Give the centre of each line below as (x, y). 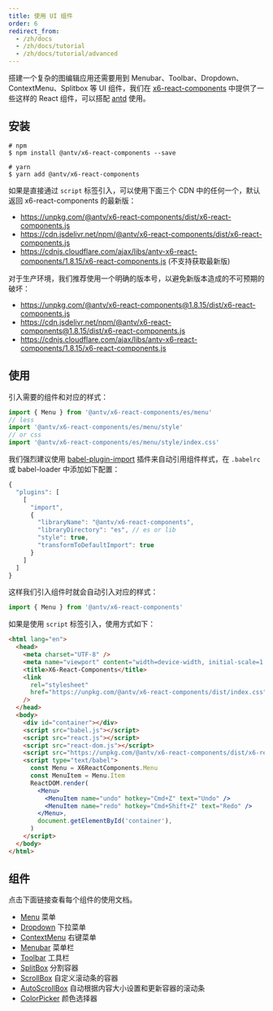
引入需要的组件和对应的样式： (58, 396)
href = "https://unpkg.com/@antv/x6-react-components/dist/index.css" (148, 693)
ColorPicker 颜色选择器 (58, 999)
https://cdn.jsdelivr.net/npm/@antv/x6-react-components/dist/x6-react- (141, 234)
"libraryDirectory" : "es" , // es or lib (107, 530)
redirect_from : (34, 31)
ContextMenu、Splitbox (48, 88)
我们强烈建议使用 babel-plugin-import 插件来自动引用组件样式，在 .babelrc (134, 459)
